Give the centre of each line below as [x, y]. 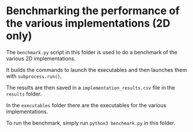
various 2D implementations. [41, 58]
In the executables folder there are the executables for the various [86, 105]
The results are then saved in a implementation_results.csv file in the [91, 87]
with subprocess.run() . [34, 76]
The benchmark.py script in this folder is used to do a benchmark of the [92, 52]
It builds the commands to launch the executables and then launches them [97, 70]
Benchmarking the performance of [93, 11]
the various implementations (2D [88, 23]
